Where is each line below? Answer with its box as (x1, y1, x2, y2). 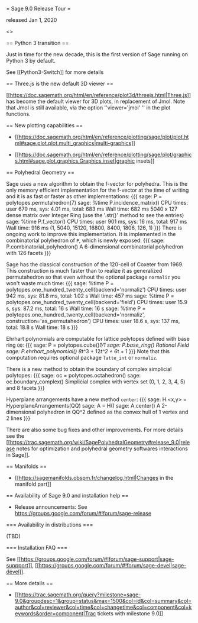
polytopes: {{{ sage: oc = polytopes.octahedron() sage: (6, 372, 141, 379)
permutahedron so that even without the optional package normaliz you (6, 273, 181, 280)
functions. (6, 111, 31, 117)
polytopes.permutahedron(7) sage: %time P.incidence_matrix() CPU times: (6, 199, 188, 206)
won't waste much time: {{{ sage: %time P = (6, 280, 114, 286)
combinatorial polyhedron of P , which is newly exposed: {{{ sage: (6, 237, 165, 244)
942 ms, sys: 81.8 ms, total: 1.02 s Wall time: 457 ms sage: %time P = (6, 292, 174, 299)
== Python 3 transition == (6, 40, 69, 46)
